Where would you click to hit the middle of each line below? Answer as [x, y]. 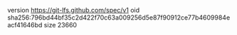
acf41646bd [25, 25]
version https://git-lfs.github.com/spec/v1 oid [74, 10]
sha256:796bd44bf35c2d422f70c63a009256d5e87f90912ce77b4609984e [119, 17]
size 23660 [60, 25]
